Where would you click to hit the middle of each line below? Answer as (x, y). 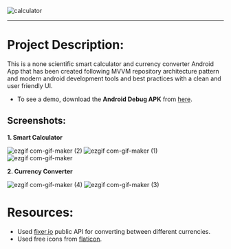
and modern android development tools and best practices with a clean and (114, 78)
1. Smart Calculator (35, 137)
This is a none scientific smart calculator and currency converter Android (111, 64)
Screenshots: (37, 121)
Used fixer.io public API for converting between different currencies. (114, 231)
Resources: (40, 212)
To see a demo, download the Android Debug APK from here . (104, 99)
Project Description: (66, 45)
